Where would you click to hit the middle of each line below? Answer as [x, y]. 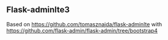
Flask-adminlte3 [38, 10]
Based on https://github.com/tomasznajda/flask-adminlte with [84, 24]
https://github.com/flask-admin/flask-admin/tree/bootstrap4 [82, 30]
